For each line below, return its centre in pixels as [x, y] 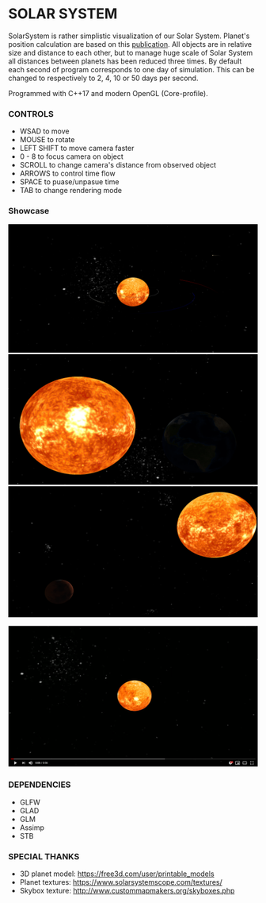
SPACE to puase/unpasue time [69, 182]
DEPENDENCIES [40, 785]
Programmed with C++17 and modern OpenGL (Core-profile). [108, 93]
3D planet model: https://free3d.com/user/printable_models [117, 874]
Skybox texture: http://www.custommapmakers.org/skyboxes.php [127, 890]
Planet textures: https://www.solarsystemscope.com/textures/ [121, 882]
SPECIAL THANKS [44, 856]
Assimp [32, 828]
